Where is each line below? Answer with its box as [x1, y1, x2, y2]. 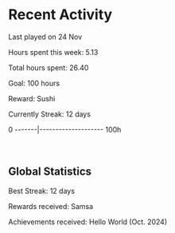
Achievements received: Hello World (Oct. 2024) [8, 217, 168, 227]
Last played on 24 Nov [8, 32, 83, 41]
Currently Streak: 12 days [8, 109, 91, 119]
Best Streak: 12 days [8, 186, 76, 195]
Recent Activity [8, 6, 113, 24]
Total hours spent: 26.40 [8, 62, 89, 73]
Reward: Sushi [8, 93, 56, 103]
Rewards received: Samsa [8, 201, 94, 211]
